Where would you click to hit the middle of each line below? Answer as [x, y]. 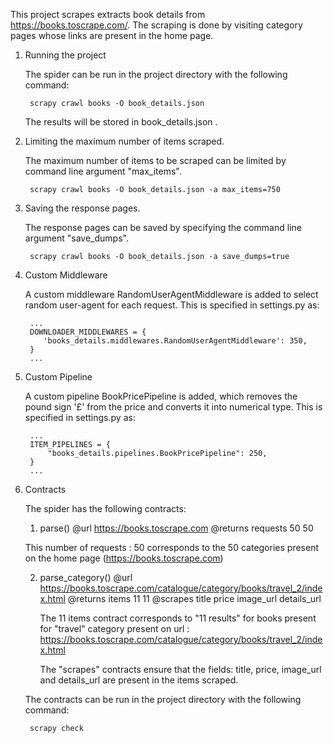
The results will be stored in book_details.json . [121, 122]
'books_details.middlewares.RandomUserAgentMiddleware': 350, [175, 341]
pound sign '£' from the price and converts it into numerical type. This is [173, 407]
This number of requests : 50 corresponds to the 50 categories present [171, 547]
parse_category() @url [86, 577]
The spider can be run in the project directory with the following [156, 74]
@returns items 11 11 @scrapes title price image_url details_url [194, 598]
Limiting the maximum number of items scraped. [124, 141]
